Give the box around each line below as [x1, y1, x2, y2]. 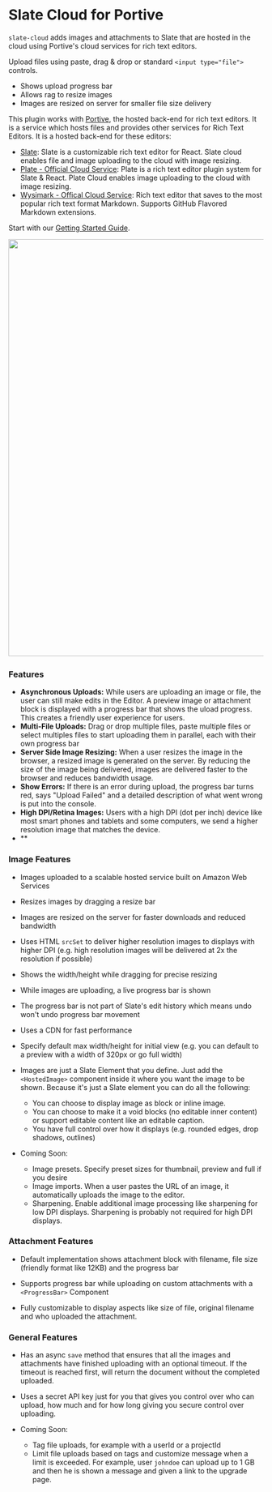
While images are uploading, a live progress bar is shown [19, 985, 211, 994]
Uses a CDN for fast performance [19, 1025, 133, 1035]
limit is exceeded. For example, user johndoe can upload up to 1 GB [32, 1457, 255, 1468]
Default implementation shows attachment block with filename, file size [19, 1254, 258, 1263]
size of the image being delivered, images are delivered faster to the [19, 764, 249, 775]
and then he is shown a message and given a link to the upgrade [32, 1466, 248, 1476]
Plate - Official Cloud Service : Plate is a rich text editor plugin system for [19, 164, 261, 173]
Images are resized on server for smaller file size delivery [19, 98, 212, 108]
